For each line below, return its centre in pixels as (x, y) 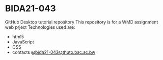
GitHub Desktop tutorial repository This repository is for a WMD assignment (81, 22)
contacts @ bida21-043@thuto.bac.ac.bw (54, 52)
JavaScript (23, 41)
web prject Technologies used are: (40, 27)
